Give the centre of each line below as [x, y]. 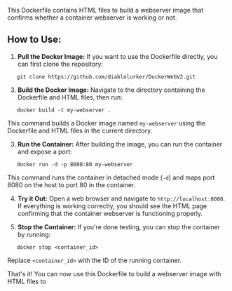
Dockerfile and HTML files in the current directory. [80, 130]
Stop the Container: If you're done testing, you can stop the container [119, 226]
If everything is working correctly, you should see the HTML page [112, 205]
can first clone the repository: [60, 64]
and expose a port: [45, 151]
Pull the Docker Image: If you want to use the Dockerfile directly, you [117, 56]
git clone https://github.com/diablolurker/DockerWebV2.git [106, 76]
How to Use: [34, 40]
